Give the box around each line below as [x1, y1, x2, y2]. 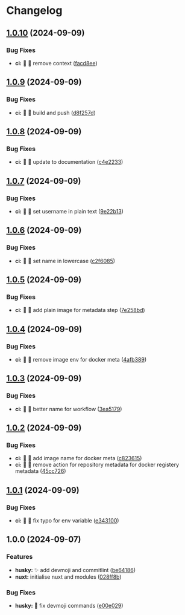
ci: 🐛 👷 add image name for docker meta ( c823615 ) [14, 455, 142, 462]
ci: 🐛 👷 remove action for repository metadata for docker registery [14, 461, 180, 469]
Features [6, 553, 33, 561]
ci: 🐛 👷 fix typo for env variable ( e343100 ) [14, 517, 119, 524]
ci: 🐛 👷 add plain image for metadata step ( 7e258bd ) [14, 307, 146, 314]
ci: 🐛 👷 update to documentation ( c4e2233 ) [14, 158, 124, 166]
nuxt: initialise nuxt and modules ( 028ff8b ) [14, 573, 122, 581]
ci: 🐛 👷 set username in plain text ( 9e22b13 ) [14, 207, 124, 215]
